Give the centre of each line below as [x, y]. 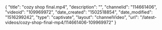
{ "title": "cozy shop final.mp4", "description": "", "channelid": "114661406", [81, 7]
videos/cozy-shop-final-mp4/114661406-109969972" [59, 22]
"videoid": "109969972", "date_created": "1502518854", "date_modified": [79, 12]
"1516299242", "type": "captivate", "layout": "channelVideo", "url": [72, 17]
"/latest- [148, 17]
